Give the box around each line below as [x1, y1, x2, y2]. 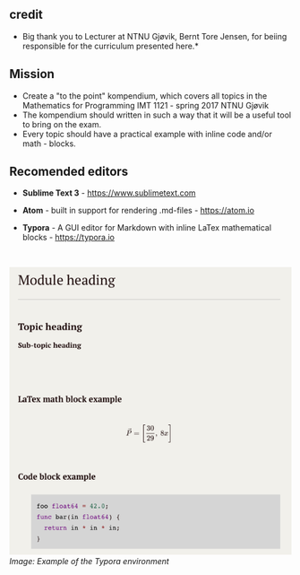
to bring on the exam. [21, 118, 101, 129]
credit [9, 7, 43, 22]
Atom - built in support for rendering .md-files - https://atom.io [21, 205, 255, 216]
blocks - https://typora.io [21, 232, 115, 243]
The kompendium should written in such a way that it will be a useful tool [21, 109, 292, 120]
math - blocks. [21, 138, 76, 149]
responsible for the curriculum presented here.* [21, 40, 199, 51]
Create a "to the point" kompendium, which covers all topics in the [21, 90, 268, 101]
